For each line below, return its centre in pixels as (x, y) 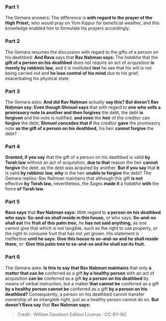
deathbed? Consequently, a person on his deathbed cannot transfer (75, 294)
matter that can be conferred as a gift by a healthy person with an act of (80, 273)
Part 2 (13, 41)
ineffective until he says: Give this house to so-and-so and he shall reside (82, 239)
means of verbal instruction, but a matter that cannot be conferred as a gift (82, 283)
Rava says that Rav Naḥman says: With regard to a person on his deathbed (83, 212)
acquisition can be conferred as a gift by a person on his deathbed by (77, 278)
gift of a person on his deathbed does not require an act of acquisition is (80, 63)
